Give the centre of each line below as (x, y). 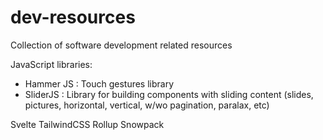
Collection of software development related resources (121, 45)
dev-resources (73, 17)
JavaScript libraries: (51, 64)
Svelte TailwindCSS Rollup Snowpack (87, 124)
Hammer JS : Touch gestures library (99, 83)
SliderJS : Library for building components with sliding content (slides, (169, 94)
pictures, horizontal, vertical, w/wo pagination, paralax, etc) (147, 105)
